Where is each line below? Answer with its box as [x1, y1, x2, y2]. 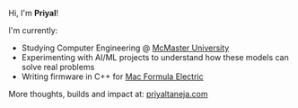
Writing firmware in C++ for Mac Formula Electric [21, 71, 204, 82]
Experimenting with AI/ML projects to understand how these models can [21, 52, 289, 62]
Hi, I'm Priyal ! [8, 8, 59, 18]
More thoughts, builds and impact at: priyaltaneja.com [8, 89, 208, 99]
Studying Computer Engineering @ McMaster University [21, 42, 230, 53]
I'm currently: [8, 25, 58, 35]
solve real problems [21, 62, 95, 72]
